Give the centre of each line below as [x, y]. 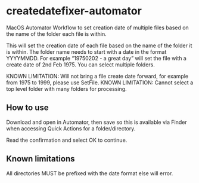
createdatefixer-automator [74, 11]
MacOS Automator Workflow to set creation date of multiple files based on [97, 28]
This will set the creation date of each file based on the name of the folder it [99, 45]
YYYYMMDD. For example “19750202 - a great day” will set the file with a [96, 58]
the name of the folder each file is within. [56, 33]
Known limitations [41, 159]
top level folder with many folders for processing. [66, 89]
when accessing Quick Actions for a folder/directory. [71, 128]
